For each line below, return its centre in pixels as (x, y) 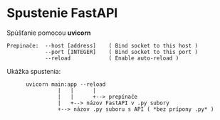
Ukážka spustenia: (34, 71)
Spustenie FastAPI (62, 13)
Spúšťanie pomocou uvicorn (49, 33)
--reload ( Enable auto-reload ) (112, 58)
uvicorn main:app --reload (66, 84)
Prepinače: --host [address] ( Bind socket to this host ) (103, 45)
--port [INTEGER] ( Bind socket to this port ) (121, 52)
